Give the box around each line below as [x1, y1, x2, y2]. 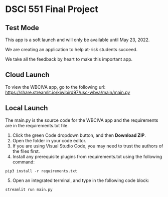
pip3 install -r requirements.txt [5, 168, 78, 173]
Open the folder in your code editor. [12, 137, 87, 143]
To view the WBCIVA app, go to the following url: [5, 84, 106, 90]
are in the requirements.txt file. [5, 122, 69, 128]
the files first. [12, 148, 40, 154]
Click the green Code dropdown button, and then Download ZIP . [12, 132, 146, 138]
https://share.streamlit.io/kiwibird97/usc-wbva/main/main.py [5, 89, 130, 95]
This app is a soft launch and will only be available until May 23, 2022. [5, 37, 150, 43]
